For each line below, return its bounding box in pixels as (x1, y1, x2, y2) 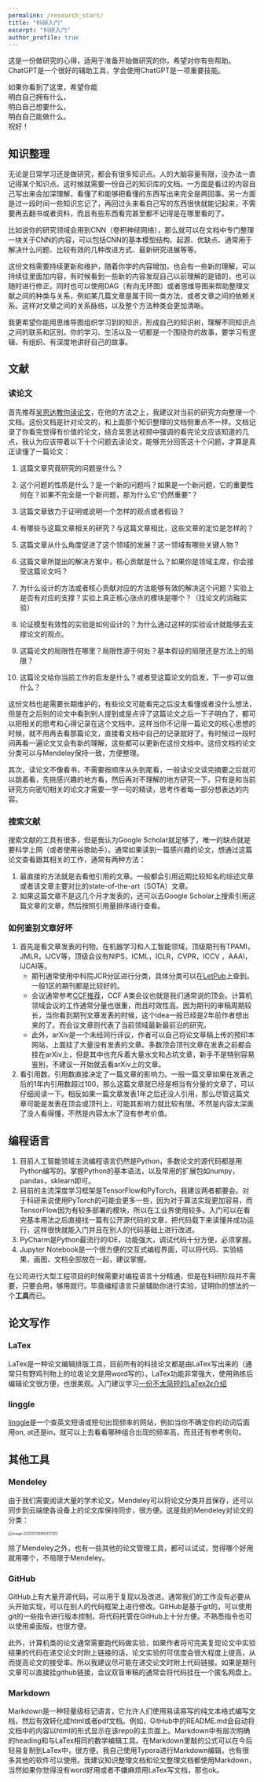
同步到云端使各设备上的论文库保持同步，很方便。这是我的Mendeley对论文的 (8, 1505, 254, 1515)
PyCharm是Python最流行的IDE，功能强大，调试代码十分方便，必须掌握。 (19, 1235, 256, 1245)
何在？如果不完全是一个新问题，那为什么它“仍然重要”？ (19, 489, 199, 499)
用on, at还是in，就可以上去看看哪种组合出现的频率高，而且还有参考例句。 (8, 1428, 246, 1437)
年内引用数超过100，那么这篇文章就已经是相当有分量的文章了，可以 (36, 1080, 255, 1089)
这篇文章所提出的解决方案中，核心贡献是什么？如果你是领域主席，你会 (19, 556, 247, 566)
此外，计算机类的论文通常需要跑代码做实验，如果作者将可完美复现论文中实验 (8, 1638, 256, 1648)
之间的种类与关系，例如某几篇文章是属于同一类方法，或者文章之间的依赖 (14, 291, 249, 301)
